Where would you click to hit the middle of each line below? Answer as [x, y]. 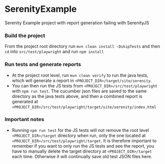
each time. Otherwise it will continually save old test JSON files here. [82, 156]
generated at [25, 101]
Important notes [25, 120]
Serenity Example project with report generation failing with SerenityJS [77, 23]
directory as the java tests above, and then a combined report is [77, 96]
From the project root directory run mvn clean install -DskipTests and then [82, 46]
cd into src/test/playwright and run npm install [54, 52]
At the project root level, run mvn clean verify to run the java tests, [80, 75]
